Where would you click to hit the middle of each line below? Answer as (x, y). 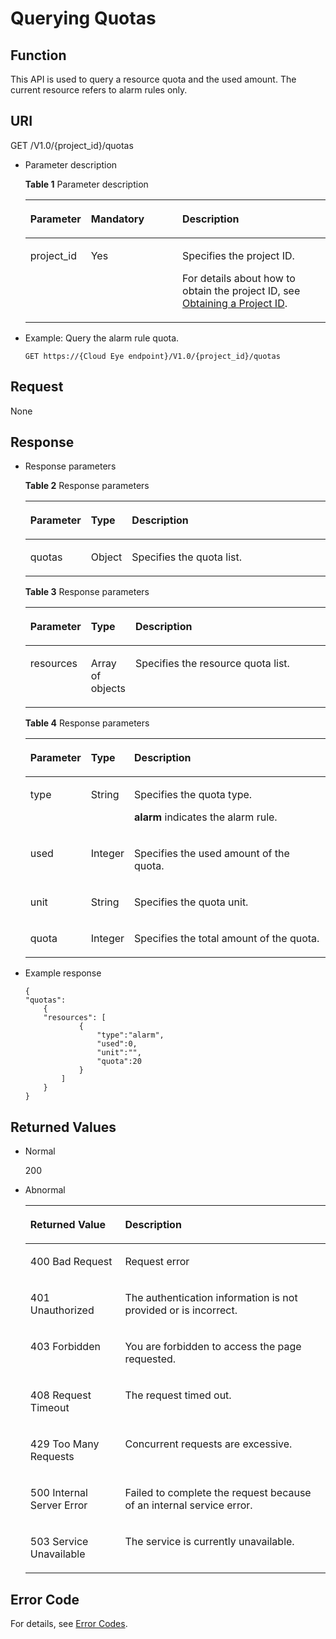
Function (38, 55)
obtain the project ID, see (241, 290)
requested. (150, 1359)
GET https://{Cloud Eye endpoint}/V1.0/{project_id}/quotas (152, 356)
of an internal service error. (188, 1505)
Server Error (58, 1505)
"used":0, (117, 1044)
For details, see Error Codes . (69, 1624)
